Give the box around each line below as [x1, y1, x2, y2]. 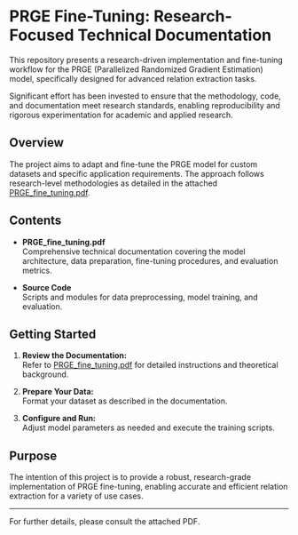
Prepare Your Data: [21, 387, 94, 397]
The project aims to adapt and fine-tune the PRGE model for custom [9, 158, 258, 170]
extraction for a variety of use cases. [9, 491, 144, 501]
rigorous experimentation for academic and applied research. [9, 109, 233, 120]
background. [21, 369, 69, 379]
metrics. [21, 265, 53, 275]
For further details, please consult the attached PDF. [9, 516, 200, 527]
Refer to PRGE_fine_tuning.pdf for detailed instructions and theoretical [21, 360, 278, 371]
